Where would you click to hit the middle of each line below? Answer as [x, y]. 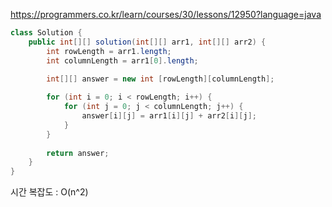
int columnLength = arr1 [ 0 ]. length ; [122, 60]
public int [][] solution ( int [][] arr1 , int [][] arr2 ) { [147, 42]
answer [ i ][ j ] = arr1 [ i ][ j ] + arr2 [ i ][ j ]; [169, 116]
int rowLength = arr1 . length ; [109, 51]
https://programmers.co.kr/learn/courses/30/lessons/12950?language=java [166, 14]
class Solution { [46, 33]
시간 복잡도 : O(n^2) [49, 192]
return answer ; [78, 153]
